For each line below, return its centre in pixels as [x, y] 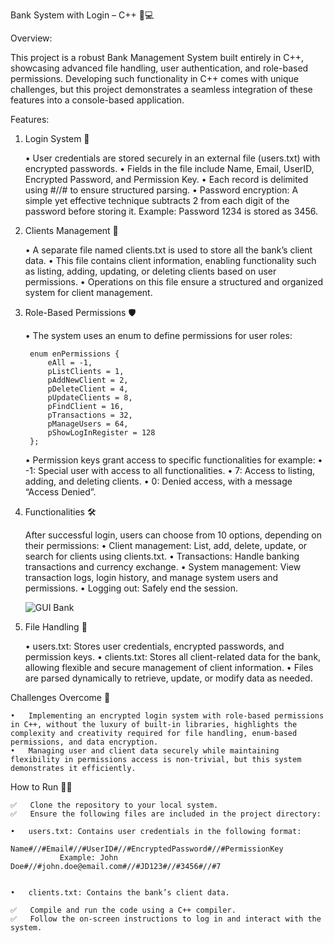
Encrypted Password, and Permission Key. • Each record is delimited [166, 179]
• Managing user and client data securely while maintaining [145, 751]
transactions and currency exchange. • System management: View [163, 567]
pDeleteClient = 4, [88, 389]
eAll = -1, [70, 363]
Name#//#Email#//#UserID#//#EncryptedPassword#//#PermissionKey [147, 849]
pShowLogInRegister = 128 [101, 433]
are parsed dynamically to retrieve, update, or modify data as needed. [168, 678]
